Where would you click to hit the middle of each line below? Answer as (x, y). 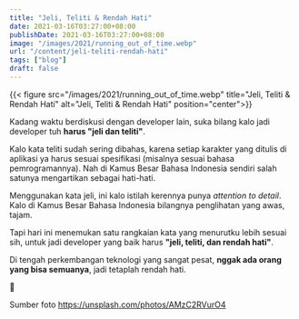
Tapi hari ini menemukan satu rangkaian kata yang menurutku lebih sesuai (148, 232)
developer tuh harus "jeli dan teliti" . (77, 131)
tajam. (21, 214)
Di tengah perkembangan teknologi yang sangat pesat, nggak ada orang (145, 259)
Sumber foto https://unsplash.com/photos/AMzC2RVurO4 (118, 304)
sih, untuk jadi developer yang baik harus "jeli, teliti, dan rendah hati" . (142, 242)
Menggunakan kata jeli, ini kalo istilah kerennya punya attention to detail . (145, 195)
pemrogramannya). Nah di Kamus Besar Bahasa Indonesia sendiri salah (143, 168)
